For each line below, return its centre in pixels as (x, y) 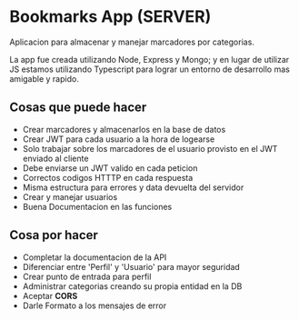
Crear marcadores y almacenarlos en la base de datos (124, 129)
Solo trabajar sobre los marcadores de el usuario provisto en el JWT (150, 148)
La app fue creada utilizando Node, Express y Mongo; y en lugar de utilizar (149, 59)
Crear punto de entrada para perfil (87, 276)
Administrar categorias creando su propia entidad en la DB (132, 286)
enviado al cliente (55, 158)
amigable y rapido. (44, 78)
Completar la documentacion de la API (95, 257)
